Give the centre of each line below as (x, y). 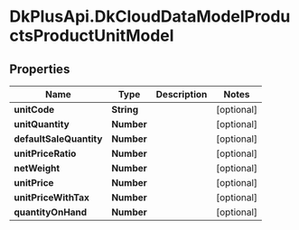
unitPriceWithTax (52, 198)
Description (182, 94)
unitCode (34, 110)
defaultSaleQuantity (58, 139)
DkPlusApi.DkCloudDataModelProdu (150, 17)
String (125, 110)
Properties (40, 69)
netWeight (37, 168)
